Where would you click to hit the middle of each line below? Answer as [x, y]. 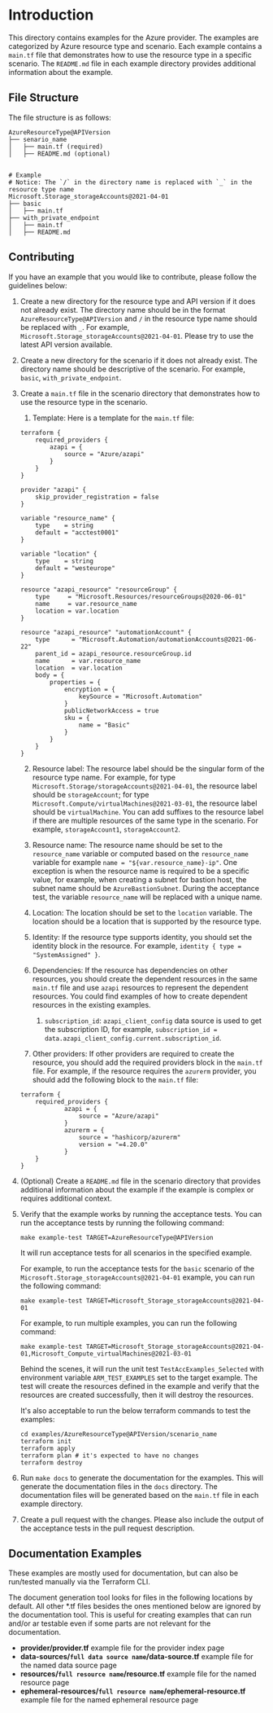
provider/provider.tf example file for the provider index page [122, 1648]
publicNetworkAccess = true [111, 710]
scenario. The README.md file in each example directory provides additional [132, 64]
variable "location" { [58, 554]
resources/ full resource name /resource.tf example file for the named [138, 1674]
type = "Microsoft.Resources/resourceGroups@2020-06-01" [141, 596]
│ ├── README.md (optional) [60, 154]
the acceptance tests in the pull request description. [107, 1528]
